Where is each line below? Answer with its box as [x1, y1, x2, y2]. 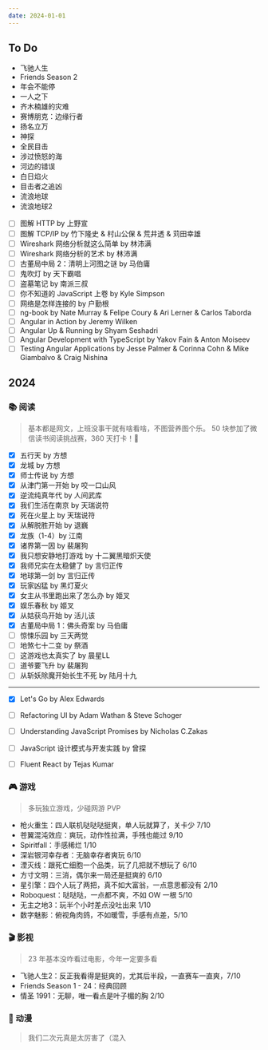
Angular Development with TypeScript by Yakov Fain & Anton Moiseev [19, 335, 250, 344]
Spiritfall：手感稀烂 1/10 [19, 840, 97, 850]
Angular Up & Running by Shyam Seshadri [19, 326, 159, 335]
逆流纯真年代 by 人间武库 [19, 490, 102, 500]
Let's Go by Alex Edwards [19, 694, 105, 703]
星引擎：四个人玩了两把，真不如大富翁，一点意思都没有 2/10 [19, 880, 218, 890]
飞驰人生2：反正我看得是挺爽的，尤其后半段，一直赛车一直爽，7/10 [19, 971, 241, 981]
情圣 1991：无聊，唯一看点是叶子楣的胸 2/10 [19, 991, 165, 1000]
